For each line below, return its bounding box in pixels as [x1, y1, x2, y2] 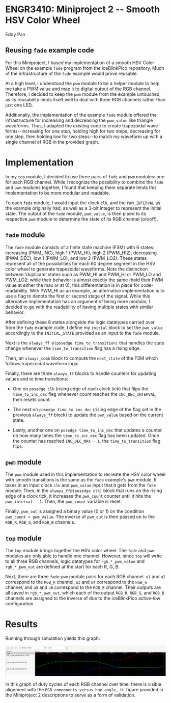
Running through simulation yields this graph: [5, 635, 100, 641]
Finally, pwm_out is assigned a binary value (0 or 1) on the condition [5, 508, 144, 515]
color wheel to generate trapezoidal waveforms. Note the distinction [5, 266, 148, 272]
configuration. [5, 601, 35, 607]
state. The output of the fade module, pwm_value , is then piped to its [5, 210, 147, 217]
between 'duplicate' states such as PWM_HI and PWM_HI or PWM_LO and [5, 271, 161, 277]
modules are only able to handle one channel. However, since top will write [5, 553, 162, 559]
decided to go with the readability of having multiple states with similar [5, 304, 154, 310]
